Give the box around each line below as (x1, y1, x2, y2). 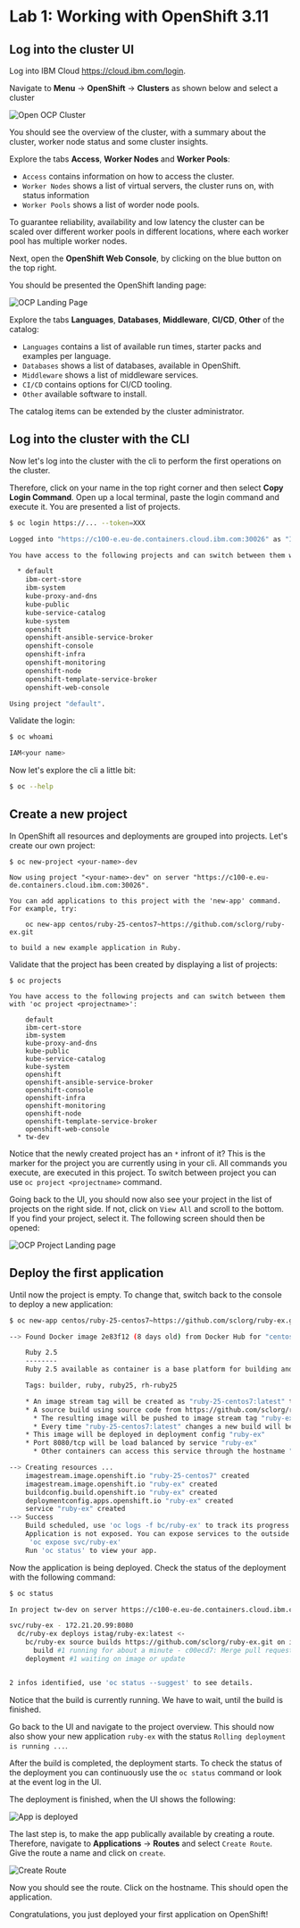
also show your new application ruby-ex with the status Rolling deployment (9, 1731, 287, 1741)
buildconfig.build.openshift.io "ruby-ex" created (25, 1488, 218, 1497)
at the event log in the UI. (9, 1776, 102, 1787)
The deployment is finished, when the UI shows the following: (9, 1793, 237, 1805)
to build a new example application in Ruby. (9, 943, 181, 952)
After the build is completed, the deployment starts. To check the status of (9, 1757, 283, 1768)
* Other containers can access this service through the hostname (32, 1447, 286, 1456)
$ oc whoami (9, 732, 54, 742)
